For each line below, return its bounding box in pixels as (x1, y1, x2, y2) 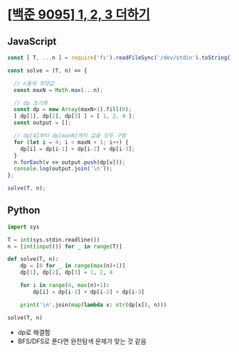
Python (7, 205, 41, 217)
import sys (7, 223, 40, 230)
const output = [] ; (14, 119, 72, 127)
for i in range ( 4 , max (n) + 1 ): (20, 282, 110, 289)
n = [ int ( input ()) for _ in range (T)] (7, 243, 122, 250)
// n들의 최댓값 (14, 80, 55, 87)
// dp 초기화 (14, 99, 48, 107)
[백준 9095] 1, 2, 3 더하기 (7, 6, 151, 23)
